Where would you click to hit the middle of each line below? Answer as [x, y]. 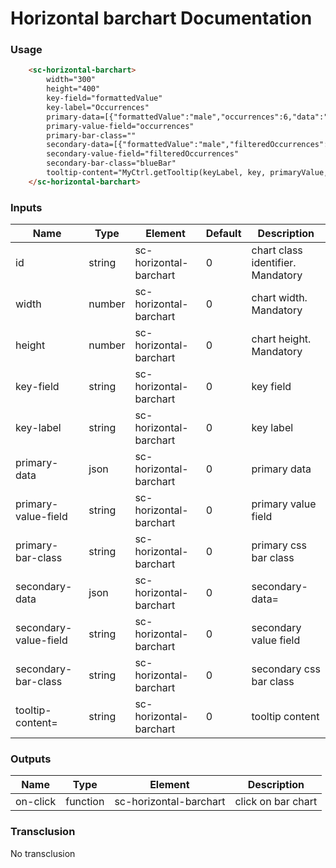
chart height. [281, 339]
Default [223, 234]
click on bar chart [276, 802]
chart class [277, 250]
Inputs [26, 207]
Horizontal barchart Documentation [161, 18]
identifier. [274, 263]
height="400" [73, 89]
